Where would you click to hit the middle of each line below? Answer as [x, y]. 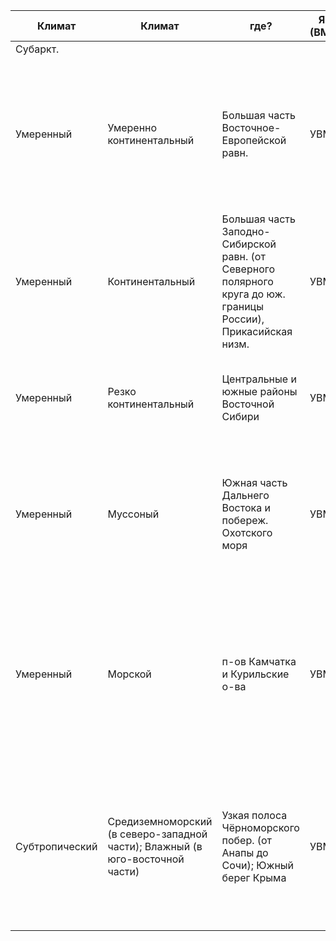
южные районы [259, 391]
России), [243, 319]
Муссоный [133, 514]
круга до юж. [253, 294]
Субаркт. [37, 49]
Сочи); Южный [258, 865]
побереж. [245, 520]
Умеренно [132, 127]
